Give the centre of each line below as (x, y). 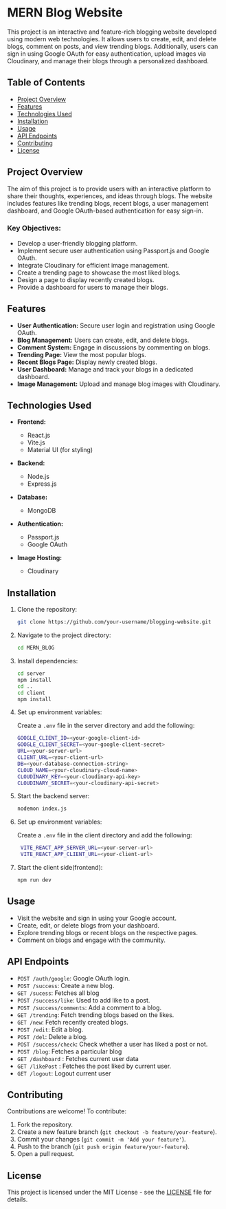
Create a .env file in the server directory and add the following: (106, 726)
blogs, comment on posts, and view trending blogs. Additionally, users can (113, 46)
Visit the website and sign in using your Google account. (97, 918)
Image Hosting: (39, 558)
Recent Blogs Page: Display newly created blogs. (87, 362)
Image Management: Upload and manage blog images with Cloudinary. (119, 384)
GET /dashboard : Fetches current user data (78, 1058)
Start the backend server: (53, 796)
